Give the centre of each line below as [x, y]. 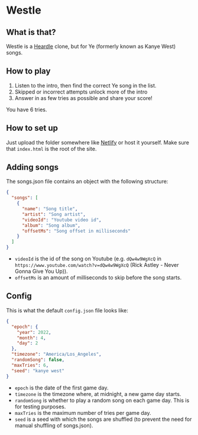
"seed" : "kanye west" [38, 370]
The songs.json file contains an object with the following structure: [87, 182]
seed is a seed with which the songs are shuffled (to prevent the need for [103, 419]
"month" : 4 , [31, 338]
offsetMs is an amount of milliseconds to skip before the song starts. [98, 278]
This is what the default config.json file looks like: [67, 310]
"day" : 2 [27, 343]
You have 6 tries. [27, 109]
